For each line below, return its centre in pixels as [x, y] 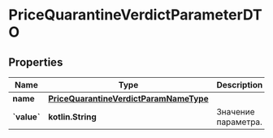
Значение [236, 112]
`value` [26, 117]
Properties [36, 62]
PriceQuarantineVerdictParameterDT [135, 15]
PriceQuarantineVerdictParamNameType [128, 99]
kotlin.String [73, 117]
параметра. [239, 122]
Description [240, 85]
